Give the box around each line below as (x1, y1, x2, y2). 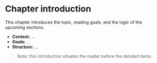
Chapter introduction (5, 3, 91, 14)
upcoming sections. (5, 24, 45, 30)
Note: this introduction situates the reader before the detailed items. (16, 53, 153, 59)
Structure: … (12, 44, 39, 50)
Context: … (12, 34, 35, 39)
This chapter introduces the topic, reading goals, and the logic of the (5, 19, 142, 25)
